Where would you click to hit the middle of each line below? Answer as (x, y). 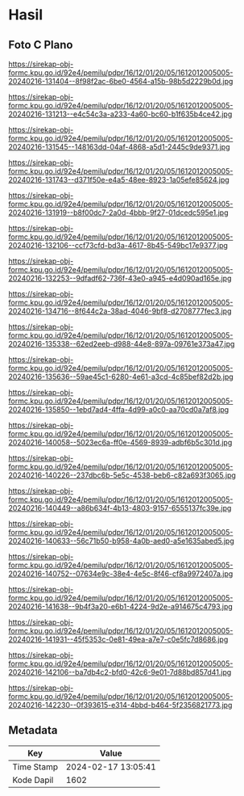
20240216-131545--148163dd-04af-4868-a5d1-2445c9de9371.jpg (120, 147)
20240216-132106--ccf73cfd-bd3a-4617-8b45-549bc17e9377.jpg (118, 245)
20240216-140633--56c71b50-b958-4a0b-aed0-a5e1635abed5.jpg (122, 541)
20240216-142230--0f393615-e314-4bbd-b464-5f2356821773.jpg (120, 705)
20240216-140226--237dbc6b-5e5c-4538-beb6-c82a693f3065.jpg (122, 475)
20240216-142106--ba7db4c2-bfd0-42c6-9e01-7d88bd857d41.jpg (120, 672)
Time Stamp (35, 767)
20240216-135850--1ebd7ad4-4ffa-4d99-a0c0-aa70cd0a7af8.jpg (119, 409)
